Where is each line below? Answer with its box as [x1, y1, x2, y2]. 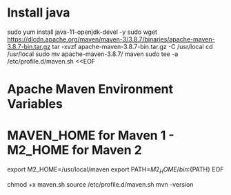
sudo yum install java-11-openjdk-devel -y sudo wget [7, 28, 157, 36]
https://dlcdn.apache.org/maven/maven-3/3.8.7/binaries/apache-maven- [7, 35, 215, 43]
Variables [7, 96, 63, 112]
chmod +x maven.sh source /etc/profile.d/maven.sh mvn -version [7, 180, 194, 188]
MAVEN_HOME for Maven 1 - [7, 128, 174, 143]
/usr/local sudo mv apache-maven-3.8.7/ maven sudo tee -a [7, 50, 179, 58]
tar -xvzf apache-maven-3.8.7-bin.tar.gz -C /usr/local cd [52, 42, 213, 50]
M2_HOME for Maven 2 [7, 142, 143, 158]
